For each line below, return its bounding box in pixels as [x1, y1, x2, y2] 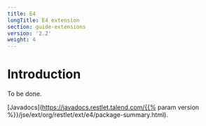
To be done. [7, 90, 42, 98]
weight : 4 [7, 36, 36, 43]
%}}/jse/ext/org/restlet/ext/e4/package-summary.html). [7, 111, 168, 119]
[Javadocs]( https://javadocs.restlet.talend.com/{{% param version [7, 103, 200, 112]
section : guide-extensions [7, 23, 86, 30]
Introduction [7, 66, 81, 83]
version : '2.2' [7, 29, 52, 37]
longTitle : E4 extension [7, 17, 80, 24]
